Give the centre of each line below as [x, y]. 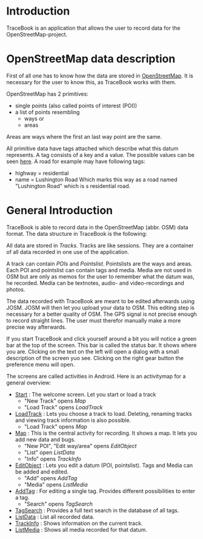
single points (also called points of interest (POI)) [76, 105]
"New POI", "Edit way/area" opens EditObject [80, 446]
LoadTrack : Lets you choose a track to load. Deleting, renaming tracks [103, 413]
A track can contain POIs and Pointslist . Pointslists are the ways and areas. [99, 263]
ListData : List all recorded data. [55, 517]
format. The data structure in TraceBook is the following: [77, 233]
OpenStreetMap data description [91, 59]
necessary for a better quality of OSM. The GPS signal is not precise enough [101, 314]
